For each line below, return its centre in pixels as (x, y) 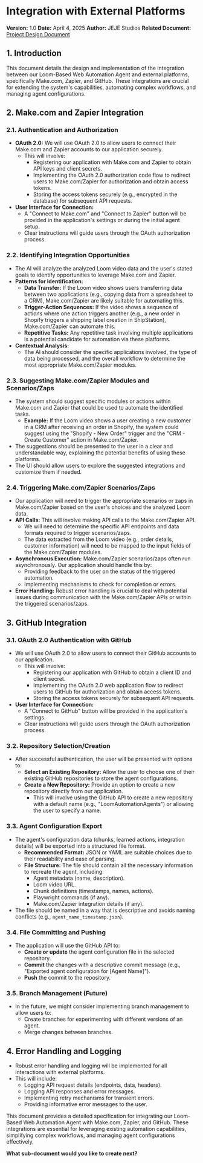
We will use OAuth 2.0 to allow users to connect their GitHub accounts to (105, 653)
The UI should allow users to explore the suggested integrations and (100, 466)
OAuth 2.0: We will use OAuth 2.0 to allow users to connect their (95, 143)
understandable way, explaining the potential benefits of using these (100, 453)
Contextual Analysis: (42, 346)
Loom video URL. (54, 884)
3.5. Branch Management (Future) (57, 993)
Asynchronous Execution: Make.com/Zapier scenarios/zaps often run (103, 559)
